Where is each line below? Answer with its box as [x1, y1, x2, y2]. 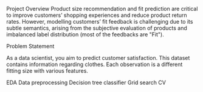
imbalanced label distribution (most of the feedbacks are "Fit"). [6, 31, 164, 38]
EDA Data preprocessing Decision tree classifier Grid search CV [6, 79, 166, 86]
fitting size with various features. [6, 67, 88, 74]
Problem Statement [6, 42, 55, 50]
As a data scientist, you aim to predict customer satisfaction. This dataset [6, 54, 190, 61]
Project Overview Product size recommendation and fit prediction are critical [6, 5, 198, 12]
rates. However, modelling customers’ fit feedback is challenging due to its [6, 18, 193, 25]
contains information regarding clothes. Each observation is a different [6, 61, 183, 68]
